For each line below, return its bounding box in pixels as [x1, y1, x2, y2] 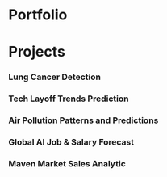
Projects [8, 43, 66, 61]
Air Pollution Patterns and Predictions [8, 115, 159, 126]
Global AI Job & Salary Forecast [8, 137, 135, 148]
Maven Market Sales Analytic [8, 158, 127, 169]
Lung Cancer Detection [8, 71, 101, 82]
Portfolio [8, 6, 68, 24]
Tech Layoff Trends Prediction [8, 93, 129, 104]
